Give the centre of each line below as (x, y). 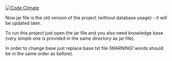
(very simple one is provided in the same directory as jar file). (70, 38)
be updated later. (23, 23)
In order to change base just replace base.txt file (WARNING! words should (84, 48)
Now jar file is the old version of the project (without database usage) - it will (86, 18)
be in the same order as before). (39, 54)
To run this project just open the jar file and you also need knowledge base (84, 33)
